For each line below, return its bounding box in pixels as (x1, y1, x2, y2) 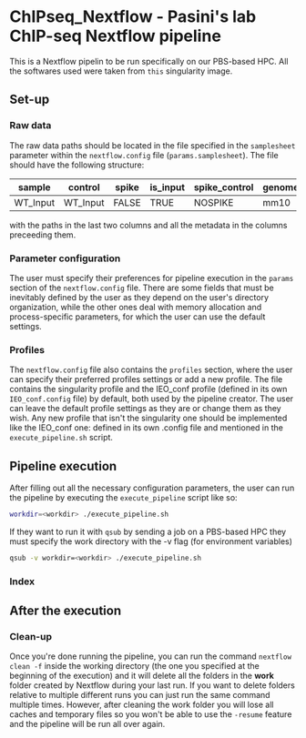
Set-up (9, 92, 50, 107)
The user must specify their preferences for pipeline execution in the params (9, 272, 294, 283)
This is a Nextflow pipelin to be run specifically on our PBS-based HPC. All (9, 56, 289, 66)
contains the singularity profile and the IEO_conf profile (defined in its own (9, 384, 288, 395)
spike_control (193, 180, 254, 193)
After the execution (9, 603, 121, 619)
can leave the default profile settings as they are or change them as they (9, 403, 281, 414)
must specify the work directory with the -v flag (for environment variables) (9, 535, 293, 547)
